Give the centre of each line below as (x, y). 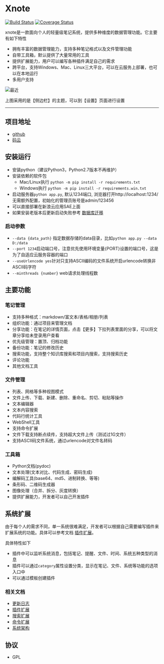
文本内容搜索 (25, 410)
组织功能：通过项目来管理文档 (42, 323)
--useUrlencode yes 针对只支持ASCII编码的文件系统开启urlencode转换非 (84, 261)
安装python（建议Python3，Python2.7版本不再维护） (66, 169)
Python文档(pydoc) (31, 466)
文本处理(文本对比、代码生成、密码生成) (52, 472)
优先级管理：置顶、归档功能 (40, 341)
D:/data (20, 243)
